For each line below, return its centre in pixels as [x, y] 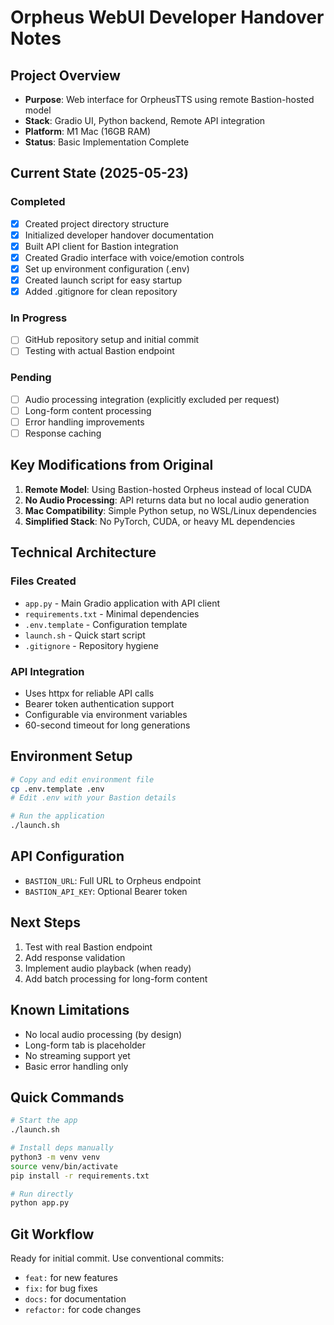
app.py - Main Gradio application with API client [122, 603]
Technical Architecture [83, 552]
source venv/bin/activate [64, 1166]
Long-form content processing [88, 410]
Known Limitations [70, 1010]
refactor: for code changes [83, 1310]
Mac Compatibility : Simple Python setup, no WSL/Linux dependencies [170, 510]
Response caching [63, 433]
